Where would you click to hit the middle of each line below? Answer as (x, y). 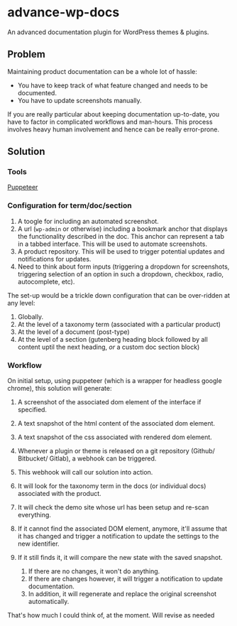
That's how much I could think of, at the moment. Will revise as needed (111, 615)
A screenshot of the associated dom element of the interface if (109, 402)
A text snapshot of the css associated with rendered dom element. (115, 437)
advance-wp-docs (64, 12)
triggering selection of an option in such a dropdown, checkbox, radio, (121, 274)
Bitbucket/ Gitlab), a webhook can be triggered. (87, 458)
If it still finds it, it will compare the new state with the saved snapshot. (120, 558)
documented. (37, 92)
